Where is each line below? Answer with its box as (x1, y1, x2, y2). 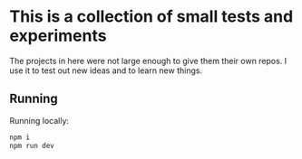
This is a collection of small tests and (9, 6, 294, 27)
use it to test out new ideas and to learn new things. (9, 65, 202, 76)
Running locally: (9, 115, 70, 126)
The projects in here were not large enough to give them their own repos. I (9, 55, 287, 66)
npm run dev (9, 141, 54, 150)
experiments (9, 25, 107, 46)
